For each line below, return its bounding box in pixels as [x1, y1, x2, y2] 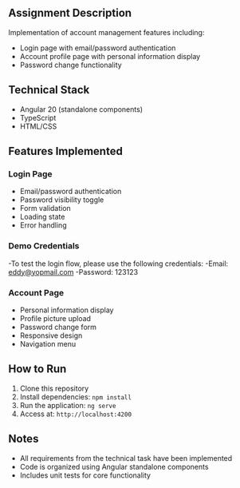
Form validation [19, 204, 72, 213]
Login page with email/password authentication [19, 43, 176, 53]
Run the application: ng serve [19, 400, 116, 410]
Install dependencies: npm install [19, 391, 132, 402]
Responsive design [19, 331, 83, 340]
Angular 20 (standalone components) [19, 104, 144, 114]
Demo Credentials [8, 240, 80, 252]
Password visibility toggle [19, 195, 104, 204]
